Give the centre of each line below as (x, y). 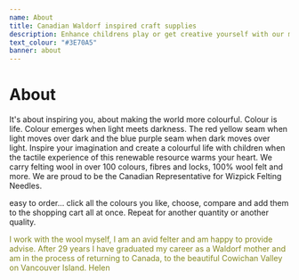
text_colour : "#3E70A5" (53, 42)
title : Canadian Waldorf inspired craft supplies (103, 26)
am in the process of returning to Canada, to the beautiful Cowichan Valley (146, 259)
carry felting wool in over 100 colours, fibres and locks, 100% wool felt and (146, 167)
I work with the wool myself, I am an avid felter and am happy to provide (141, 239)
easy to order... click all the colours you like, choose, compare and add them (149, 203)
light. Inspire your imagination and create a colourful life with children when (147, 148)
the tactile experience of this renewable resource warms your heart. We (141, 158)
